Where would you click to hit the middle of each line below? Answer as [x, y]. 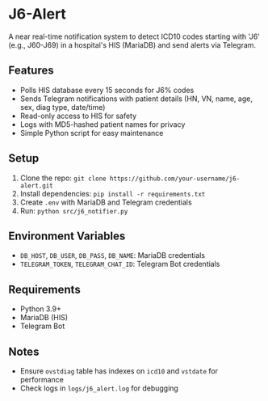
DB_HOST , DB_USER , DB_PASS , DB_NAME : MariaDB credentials [113, 255]
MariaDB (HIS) [44, 318]
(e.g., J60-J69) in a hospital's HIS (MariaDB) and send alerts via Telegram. [132, 44]
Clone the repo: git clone [63, 178]
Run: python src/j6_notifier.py [74, 210]
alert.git [37, 186]
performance [42, 380]
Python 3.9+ [41, 309]
